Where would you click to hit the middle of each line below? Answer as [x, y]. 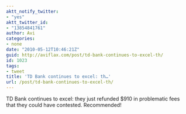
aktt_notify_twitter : [32, 11]
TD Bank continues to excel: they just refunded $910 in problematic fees [93, 99]
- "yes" [15, 17]
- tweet [15, 71]
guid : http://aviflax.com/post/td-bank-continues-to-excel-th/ [85, 55]
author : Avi [20, 33]
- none [14, 44]
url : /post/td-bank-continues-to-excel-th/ [60, 82]
